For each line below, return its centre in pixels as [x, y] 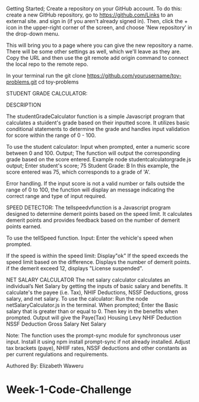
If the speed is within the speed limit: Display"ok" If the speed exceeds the [97, 256]
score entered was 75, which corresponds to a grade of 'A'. [78, 172]
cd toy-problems [59, 82]
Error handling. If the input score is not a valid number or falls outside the [96, 184]
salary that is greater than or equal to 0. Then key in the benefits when [92, 311]
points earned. [24, 226]
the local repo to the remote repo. [47, 64]
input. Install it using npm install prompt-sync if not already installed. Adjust [98, 342]
